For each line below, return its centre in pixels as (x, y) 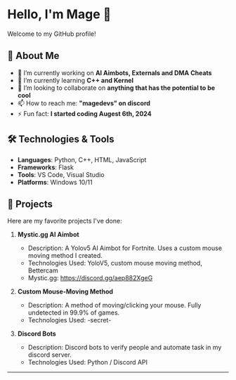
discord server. (50, 355)
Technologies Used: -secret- (70, 320)
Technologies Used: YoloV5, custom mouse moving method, (115, 263)
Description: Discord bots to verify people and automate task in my (125, 348)
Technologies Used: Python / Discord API (88, 362)
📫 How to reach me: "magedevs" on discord (84, 103)
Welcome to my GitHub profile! (52, 34)
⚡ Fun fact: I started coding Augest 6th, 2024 (85, 113)
